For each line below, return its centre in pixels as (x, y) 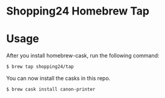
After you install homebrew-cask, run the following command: (83, 56)
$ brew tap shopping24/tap (40, 67)
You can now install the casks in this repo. (58, 78)
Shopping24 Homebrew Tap (78, 11)
